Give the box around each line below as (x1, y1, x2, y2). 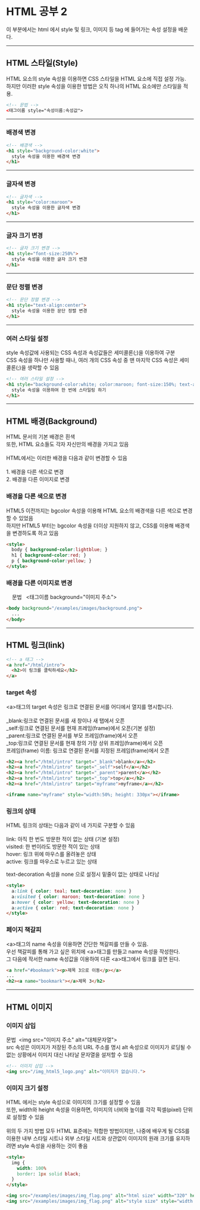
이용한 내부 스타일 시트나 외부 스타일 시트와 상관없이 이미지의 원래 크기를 (6, 1135, 174, 1142)
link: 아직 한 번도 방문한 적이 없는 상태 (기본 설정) (6, 836, 120, 843)
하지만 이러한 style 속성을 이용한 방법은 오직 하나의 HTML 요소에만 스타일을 (6, 82, 182, 90)
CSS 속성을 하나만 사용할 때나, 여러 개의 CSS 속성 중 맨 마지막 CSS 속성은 (6, 356, 179, 363)
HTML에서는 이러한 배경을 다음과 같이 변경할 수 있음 (6, 454, 128, 462)
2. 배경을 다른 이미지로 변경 (6, 476, 70, 483)
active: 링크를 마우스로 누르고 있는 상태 (6, 858, 97, 865)
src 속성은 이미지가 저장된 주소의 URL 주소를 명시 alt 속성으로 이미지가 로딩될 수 (6, 1043, 192, 1050)
